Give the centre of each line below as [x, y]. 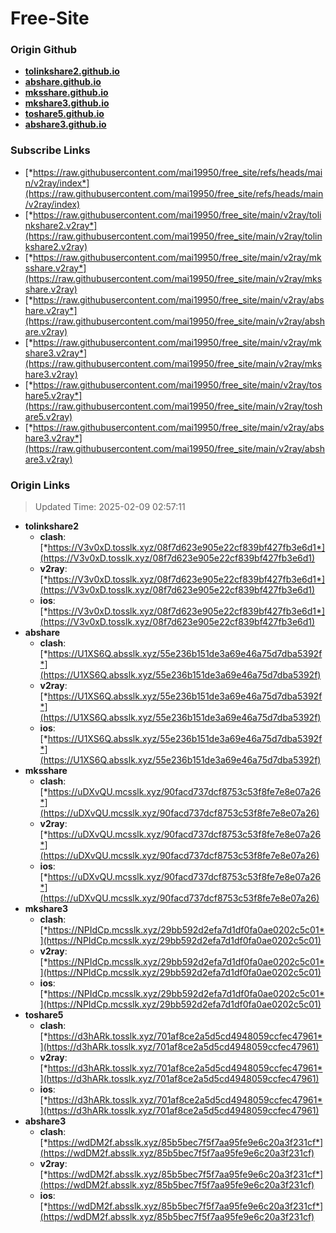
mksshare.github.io [66, 93]
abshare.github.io [63, 82]
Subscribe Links [50, 150]
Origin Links [40, 485]
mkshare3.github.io [67, 103]
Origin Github [44, 50]
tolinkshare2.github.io [72, 71]
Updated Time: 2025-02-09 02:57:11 [110, 507]
